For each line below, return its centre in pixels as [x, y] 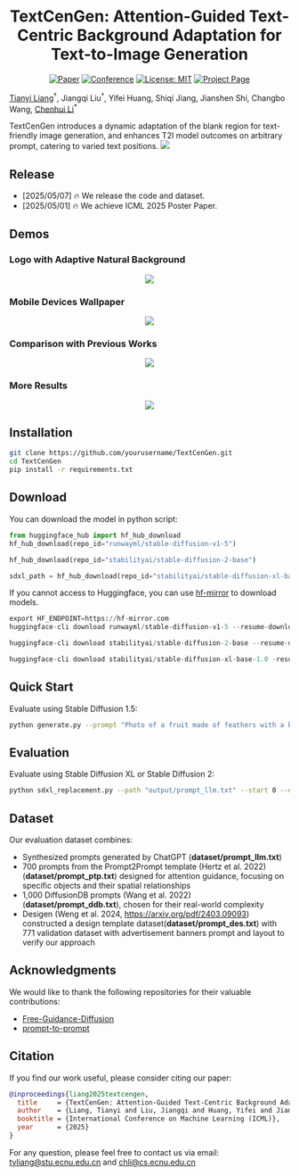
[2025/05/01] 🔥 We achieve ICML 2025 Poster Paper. [120, 206]
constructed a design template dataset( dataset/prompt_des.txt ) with [149, 923]
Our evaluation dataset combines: [71, 840]
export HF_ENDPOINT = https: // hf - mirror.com [89, 619]
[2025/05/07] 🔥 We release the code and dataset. [113, 196]
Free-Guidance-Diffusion [68, 1018]
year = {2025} [53, 1127]
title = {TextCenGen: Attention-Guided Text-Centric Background [147, 1102]
